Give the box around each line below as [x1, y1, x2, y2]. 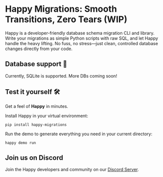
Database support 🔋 [5, 60, 67, 68]
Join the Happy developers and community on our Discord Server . [5, 167, 139, 173]
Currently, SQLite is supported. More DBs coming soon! [5, 73, 117, 79]
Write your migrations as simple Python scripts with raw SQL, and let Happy [5, 35, 159, 41]
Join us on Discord [5, 153, 63, 162]
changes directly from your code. [5, 46, 73, 51]
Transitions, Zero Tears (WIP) [5, 14, 128, 25]
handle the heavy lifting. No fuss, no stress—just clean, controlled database [5, 40, 158, 46]
